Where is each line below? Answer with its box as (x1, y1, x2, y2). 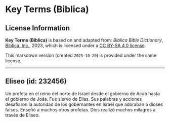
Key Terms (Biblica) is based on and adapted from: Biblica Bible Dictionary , (5, 37, 163, 43)
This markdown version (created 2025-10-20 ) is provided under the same (5, 52, 157, 58)
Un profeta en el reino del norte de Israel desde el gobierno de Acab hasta (5, 90, 160, 97)
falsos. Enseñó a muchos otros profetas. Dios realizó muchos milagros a (5, 106, 156, 112)
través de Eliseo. (5, 112, 40, 118)
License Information (5, 24, 70, 32)
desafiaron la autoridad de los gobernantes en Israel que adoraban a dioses (5, 101, 163, 107)
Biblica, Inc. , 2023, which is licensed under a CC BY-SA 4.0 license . (5, 43, 146, 49)
